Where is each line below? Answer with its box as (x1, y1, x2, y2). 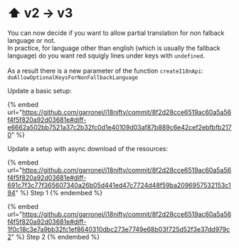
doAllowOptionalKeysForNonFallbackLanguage (7, 73, 139, 81)
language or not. (7, 36, 55, 44)
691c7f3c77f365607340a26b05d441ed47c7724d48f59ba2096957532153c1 (7, 180, 231, 190)
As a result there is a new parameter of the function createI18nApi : (7, 66, 203, 75)
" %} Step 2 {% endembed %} (11, 232, 100, 241)
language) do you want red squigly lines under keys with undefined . (7, 51, 205, 60)
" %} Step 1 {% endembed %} (15, 188, 103, 197)
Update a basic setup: (7, 86, 73, 95)
